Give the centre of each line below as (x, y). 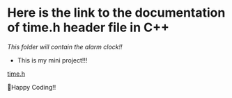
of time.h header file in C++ (88, 27)
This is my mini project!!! (52, 60)
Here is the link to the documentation (116, 13)
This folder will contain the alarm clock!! (65, 47)
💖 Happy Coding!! (32, 87)
